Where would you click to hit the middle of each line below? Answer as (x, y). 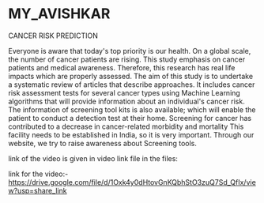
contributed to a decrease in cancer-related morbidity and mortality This (126, 126)
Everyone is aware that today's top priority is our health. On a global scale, (130, 51)
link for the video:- (38, 174)
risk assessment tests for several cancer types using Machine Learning (124, 92)
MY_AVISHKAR (59, 14)
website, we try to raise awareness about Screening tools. (103, 143)
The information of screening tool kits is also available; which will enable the (132, 109)
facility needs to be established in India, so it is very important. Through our (131, 134)
